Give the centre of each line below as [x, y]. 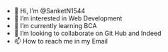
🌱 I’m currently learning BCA [55, 26]
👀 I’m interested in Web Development [68, 18]
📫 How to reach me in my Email [61, 41]
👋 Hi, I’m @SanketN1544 [50, 11]
